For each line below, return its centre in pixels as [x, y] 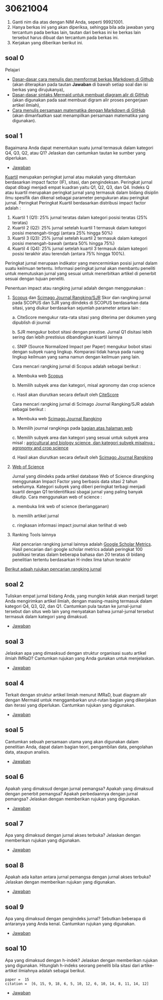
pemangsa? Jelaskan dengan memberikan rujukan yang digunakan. [73, 799]
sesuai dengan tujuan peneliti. [35, 279]
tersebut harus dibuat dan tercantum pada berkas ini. [65, 38]
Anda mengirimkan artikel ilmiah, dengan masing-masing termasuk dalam [79, 601]
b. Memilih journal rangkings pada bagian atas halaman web [72, 428]
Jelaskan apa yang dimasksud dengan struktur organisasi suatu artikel [76, 653]
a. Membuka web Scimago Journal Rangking [57, 418]
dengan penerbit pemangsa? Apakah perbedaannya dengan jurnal [72, 793]
